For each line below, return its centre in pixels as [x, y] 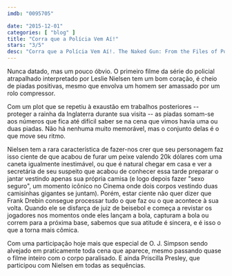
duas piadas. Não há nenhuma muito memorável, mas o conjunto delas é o [113, 129]
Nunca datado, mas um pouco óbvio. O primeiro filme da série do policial [111, 71]
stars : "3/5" [26, 46]
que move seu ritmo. [36, 136]
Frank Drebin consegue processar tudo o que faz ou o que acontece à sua [113, 200]
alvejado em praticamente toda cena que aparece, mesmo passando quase [114, 250]
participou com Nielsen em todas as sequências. [77, 265]
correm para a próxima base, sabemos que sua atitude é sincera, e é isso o [114, 223]
